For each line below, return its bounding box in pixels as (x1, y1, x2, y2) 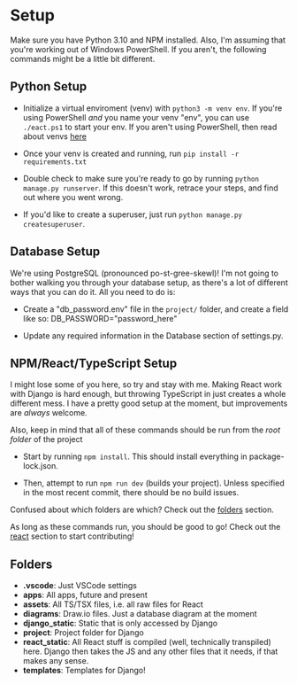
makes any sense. (22, 656, 89, 666)
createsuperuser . (22, 218, 86, 229)
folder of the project (10, 434, 83, 445)
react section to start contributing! (10, 531, 135, 541)
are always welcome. (10, 408, 88, 418)
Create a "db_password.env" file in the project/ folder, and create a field (22, 303, 289, 315)
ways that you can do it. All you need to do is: (10, 286, 176, 297)
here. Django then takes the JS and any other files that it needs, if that (22, 646, 278, 657)
